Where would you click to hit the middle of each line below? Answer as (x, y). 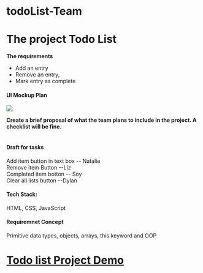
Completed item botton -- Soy (44, 174)
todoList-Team (44, 11)
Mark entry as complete (45, 81)
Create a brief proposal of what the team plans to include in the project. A (102, 120)
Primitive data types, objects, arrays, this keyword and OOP (82, 235)
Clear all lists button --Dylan (42, 180)
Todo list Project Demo (65, 260)
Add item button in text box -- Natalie (53, 161)
